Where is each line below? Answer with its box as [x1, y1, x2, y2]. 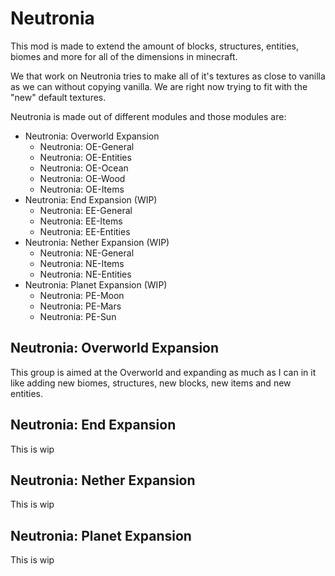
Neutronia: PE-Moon [39, 289, 125, 301]
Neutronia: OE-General [39, 140, 135, 152]
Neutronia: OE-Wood [39, 172, 126, 184]
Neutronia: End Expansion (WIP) [24, 193, 158, 206]
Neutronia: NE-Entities [39, 268, 132, 280]
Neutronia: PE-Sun [39, 310, 117, 322]
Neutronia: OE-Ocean [39, 162, 129, 174]
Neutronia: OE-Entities [39, 151, 132, 163]
